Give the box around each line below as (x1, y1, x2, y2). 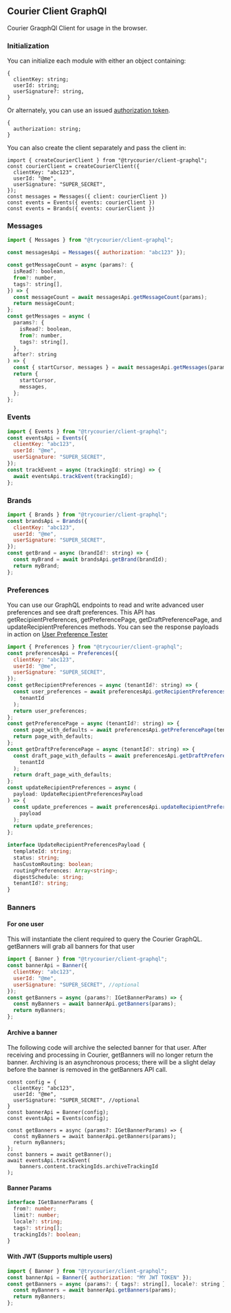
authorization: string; (13, 125, 81, 133)
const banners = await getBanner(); (7, 1151, 112, 1158)
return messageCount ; (13, 300, 76, 307)
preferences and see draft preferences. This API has (7, 608, 156, 616)
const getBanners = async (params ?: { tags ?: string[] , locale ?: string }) (7, 1281, 229, 1288)
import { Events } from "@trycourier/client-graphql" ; (7, 428, 168, 435)
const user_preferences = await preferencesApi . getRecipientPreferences (13, 688, 226, 695)
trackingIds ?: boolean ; (13, 1231, 81, 1238)
